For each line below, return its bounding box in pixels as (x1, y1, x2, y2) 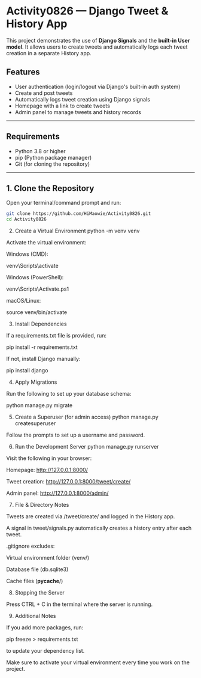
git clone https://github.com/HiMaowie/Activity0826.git (6, 211, 151, 217)
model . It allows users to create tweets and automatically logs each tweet (6, 43, 188, 50)
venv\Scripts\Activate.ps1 (6, 285, 69, 292)
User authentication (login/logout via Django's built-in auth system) (14, 83, 181, 90)
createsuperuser (14, 420, 56, 427)
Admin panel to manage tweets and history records (14, 108, 142, 115)
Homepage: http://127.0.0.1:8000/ (6, 467, 89, 474)
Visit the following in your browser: (6, 455, 92, 462)
